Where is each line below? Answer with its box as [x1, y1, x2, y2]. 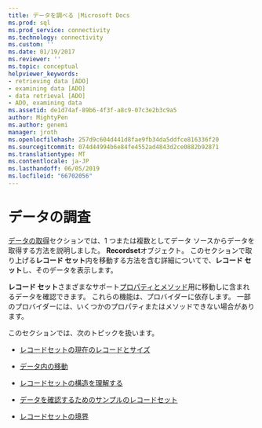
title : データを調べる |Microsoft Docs [8, 11, 130, 20]
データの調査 [8, 209, 92, 226]
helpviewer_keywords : [8, 70, 79, 78]
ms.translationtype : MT [8, 150, 86, 158]
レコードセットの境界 [19, 412, 89, 421]
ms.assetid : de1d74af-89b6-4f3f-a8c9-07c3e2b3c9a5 [8, 107, 177, 115]
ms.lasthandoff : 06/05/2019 [8, 165, 100, 173]
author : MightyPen [8, 114, 68, 122]
